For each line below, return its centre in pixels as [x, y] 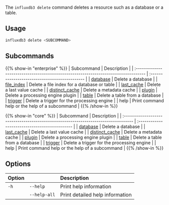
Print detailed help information [96, 195]
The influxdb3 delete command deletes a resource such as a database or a [84, 7]
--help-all [42, 195]
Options [18, 164]
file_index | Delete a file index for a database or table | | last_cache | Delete [83, 84]
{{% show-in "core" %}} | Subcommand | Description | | [64, 115]
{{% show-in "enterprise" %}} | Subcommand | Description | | [69, 68]
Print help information [86, 187]
